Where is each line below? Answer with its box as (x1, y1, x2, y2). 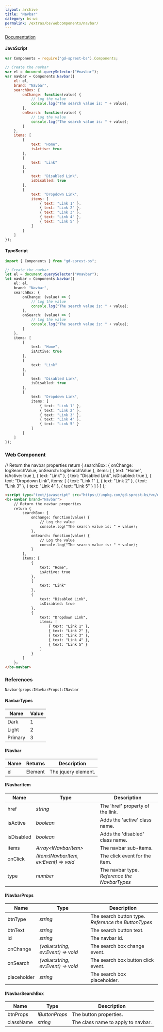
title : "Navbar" (5, 12, 38, 17)
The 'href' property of (100, 802, 149, 809)
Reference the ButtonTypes (90, 919, 153, 926)
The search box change (90, 943, 145, 950)
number (35, 873, 54, 879)
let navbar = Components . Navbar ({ (5, 277, 75, 281)
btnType (7, 916, 26, 923)
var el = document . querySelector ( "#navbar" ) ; (5, 69, 98, 75)
